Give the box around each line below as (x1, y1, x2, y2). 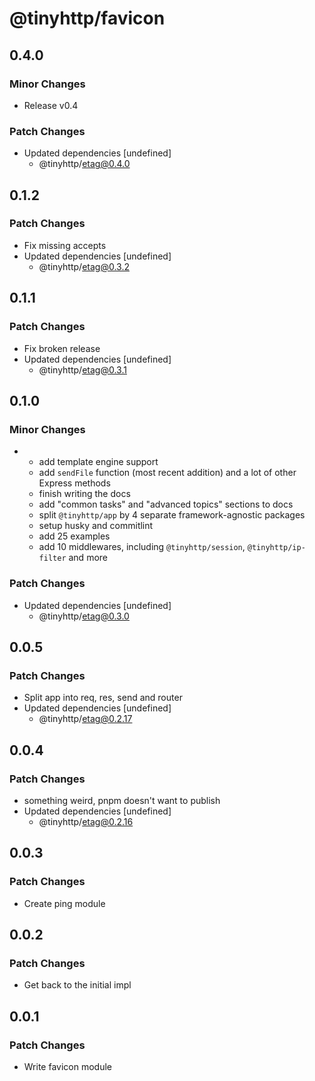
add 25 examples (38, 530, 111, 542)
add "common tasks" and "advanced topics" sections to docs (38, 498, 294, 511)
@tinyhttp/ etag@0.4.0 (38, 158, 131, 170)
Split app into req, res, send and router (23, 692, 183, 704)
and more (68, 552, 108, 564)
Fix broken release (23, 342, 101, 354)
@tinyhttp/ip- (247, 543, 306, 553)
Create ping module (23, 897, 106, 909)
